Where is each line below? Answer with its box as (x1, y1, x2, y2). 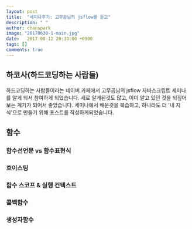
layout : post (6, 8, 38, 15)
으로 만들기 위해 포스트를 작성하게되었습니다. (12, 109, 114, 116)
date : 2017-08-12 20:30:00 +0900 (6, 36, 93, 42)
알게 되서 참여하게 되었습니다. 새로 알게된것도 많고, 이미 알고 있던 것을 (12, 94, 172, 101)
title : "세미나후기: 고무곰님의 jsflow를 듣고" (6, 14, 111, 20)
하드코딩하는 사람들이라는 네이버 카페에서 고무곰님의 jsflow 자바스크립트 (6, 86, 171, 94)
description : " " (6, 19, 49, 25)
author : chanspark (6, 25, 51, 31)
